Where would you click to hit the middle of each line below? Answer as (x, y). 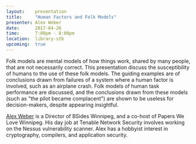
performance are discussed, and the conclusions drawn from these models (97, 92)
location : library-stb (35, 39)
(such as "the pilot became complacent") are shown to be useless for (90, 98)
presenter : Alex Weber (34, 22)
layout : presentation (36, 11)
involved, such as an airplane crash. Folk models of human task (83, 86)
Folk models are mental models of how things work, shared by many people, (98, 61)
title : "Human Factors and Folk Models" (61, 17)
